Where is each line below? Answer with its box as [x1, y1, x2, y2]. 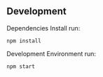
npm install [6, 37, 41, 44]
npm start [6, 62, 36, 70]
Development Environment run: [6, 49, 96, 58]
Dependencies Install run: [6, 24, 81, 32]
